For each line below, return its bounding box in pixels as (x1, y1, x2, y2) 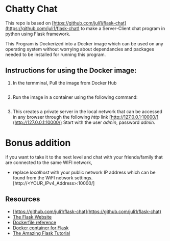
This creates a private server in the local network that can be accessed (12, 108, 162, 115)
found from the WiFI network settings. (12, 174, 93, 181)
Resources (5, 195, 40, 204)
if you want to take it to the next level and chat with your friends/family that (5, 154, 163, 160)
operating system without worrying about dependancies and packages (5, 46, 154, 52)
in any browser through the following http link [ (12, 114, 111, 120)
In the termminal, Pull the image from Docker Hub (12, 79, 117, 86)
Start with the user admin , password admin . (63, 119, 156, 125)
